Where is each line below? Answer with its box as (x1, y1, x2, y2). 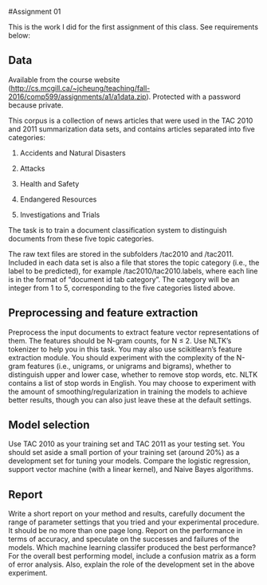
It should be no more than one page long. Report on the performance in (8, 526, 243, 536)
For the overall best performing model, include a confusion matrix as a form (8, 552, 257, 561)
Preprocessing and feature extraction (8, 306, 198, 320)
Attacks (19, 163, 45, 173)
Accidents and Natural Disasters (19, 147, 126, 158)
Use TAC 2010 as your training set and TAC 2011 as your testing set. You (8, 439, 245, 449)
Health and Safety (19, 179, 80, 188)
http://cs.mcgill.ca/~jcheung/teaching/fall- (10, 83, 151, 92)
